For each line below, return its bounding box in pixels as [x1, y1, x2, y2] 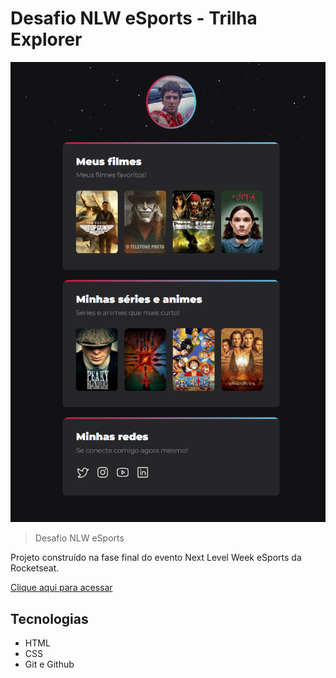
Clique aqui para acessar [10, 582, 113, 594]
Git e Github [24, 658, 75, 670]
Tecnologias [10, 610, 89, 627]
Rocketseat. [10, 562, 60, 574]
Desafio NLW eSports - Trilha [10, 7, 258, 30]
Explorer [10, 28, 83, 51]
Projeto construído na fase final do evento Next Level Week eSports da [10, 552, 302, 564]
